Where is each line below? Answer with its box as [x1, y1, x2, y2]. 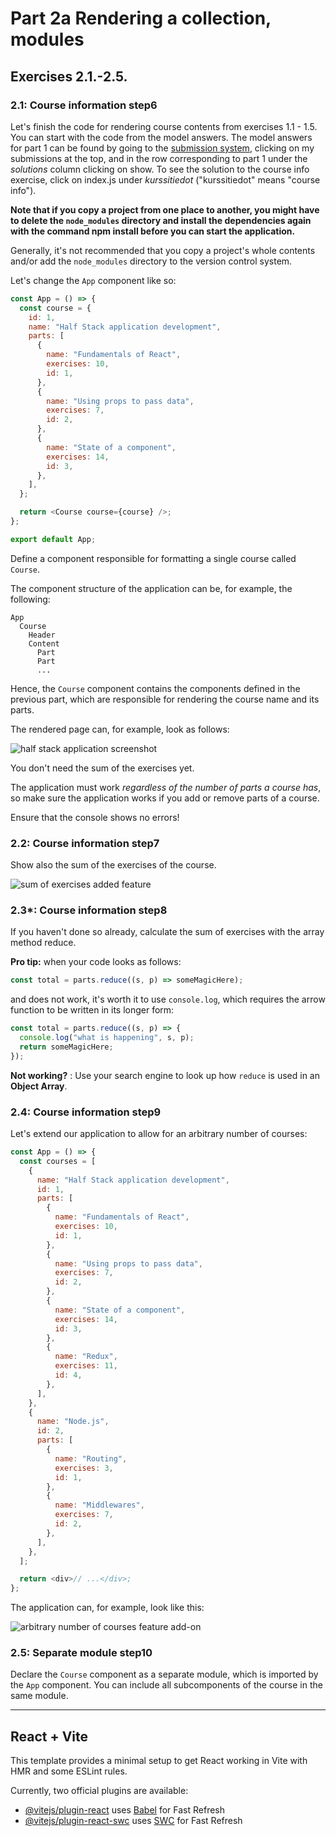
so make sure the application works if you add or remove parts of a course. [10, 792, 320, 804]
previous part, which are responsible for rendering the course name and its [10, 693, 320, 705]
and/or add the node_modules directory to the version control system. [10, 255, 293, 267]
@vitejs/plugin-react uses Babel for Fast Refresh [24, 1804, 226, 1816]
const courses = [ [19, 1156, 97, 1166]
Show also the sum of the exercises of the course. [10, 859, 217, 871]
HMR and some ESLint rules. [10, 1765, 128, 1777]
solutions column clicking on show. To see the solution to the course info [10, 163, 310, 175]
